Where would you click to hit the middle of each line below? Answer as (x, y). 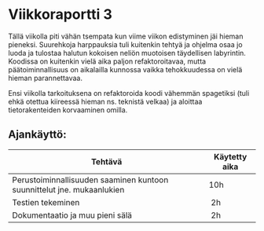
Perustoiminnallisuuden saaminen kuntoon (90, 180)
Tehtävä (106, 161)
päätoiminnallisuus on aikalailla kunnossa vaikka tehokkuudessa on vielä (125, 69)
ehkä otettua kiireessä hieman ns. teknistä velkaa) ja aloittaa (105, 101)
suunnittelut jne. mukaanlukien (68, 189)
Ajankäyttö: (37, 135)
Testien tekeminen (46, 202)
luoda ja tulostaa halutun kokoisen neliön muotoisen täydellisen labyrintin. (127, 53)
